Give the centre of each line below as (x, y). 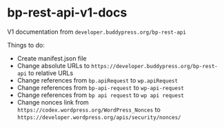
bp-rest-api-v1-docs (67, 13)
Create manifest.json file (52, 58)
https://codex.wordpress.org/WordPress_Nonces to (89, 109)
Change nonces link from (53, 102)
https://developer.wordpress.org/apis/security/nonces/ (99, 117)
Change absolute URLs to (53, 65)
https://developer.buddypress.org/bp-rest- (155, 66)
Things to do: (26, 45)
